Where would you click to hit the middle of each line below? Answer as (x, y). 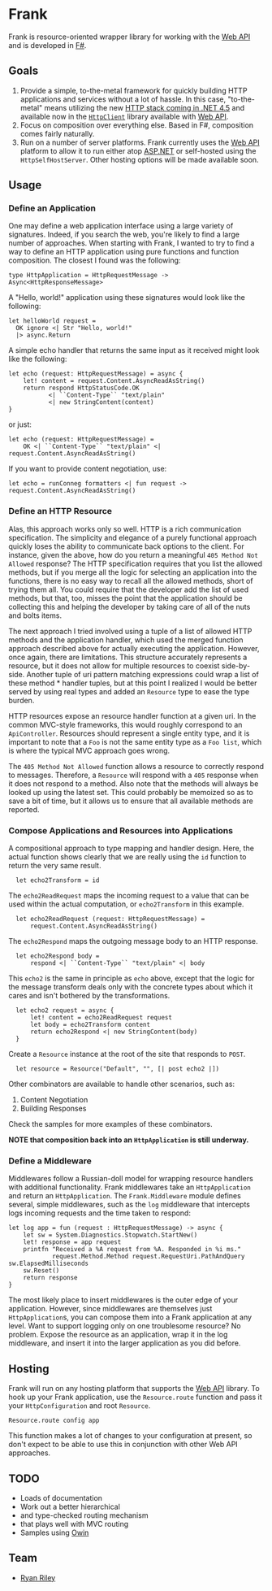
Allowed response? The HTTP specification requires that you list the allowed (135, 563)
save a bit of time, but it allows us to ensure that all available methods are (131, 801)
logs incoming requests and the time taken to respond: (99, 1213)
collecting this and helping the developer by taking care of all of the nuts (130, 606)
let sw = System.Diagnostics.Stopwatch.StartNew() (110, 1235)
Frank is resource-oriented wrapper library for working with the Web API (130, 37)
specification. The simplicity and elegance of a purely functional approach (133, 537)
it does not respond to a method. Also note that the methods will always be (134, 783)
